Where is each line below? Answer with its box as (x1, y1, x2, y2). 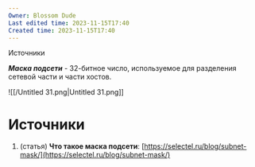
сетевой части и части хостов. (8, 72, 112, 82)
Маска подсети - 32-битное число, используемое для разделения (8, 64, 237, 73)
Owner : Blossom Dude (8, 11, 77, 20)
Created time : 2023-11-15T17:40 (8, 26, 115, 34)
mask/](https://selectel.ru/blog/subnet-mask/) (19, 150, 171, 160)
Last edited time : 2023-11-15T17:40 (8, 19, 129, 27)
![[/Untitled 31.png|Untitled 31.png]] (8, 87, 125, 97)
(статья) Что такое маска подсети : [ (19, 142, 145, 151)
